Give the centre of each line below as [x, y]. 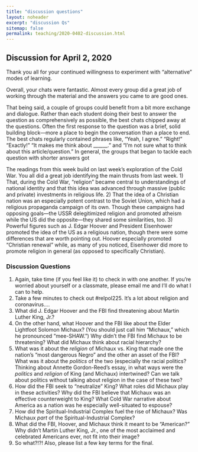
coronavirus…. [32, 304]
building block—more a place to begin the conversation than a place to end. [98, 132]
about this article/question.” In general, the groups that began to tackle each [99, 151]
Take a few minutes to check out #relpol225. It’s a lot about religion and [102, 298]
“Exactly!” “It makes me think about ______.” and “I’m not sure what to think [97, 145]
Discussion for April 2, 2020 [59, 58]
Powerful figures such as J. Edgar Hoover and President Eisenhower [89, 226]
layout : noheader [27, 17]
